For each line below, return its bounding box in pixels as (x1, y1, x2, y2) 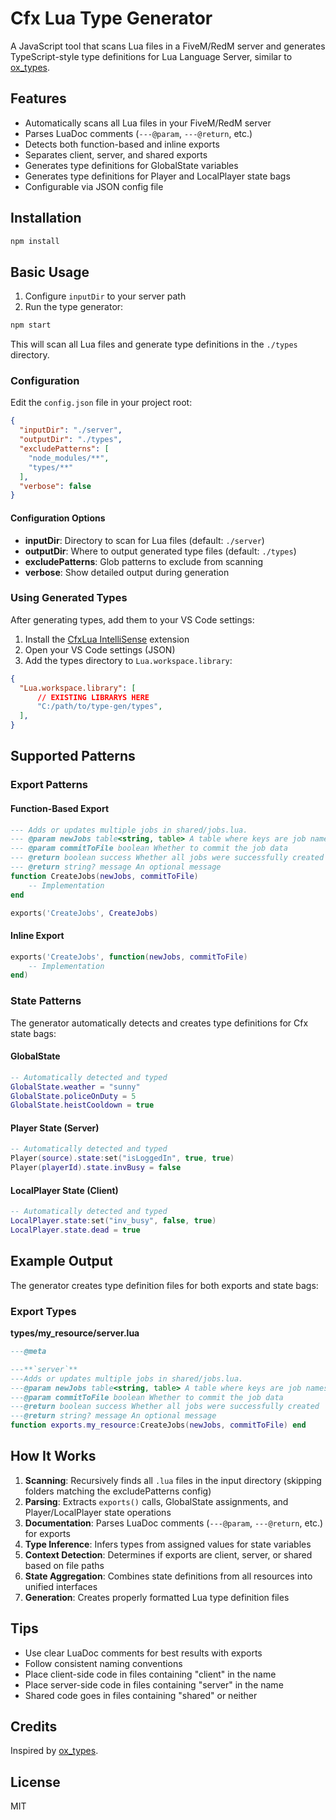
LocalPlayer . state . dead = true (10, 1225, 141, 1236)
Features (10, 90, 67, 107)
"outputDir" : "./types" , (19, 435, 123, 445)
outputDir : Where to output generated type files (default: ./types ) (24, 545, 297, 557)
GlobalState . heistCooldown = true (10, 1100, 155, 1111)
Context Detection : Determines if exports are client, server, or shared (24, 1548, 313, 1561)
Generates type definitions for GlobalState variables (24, 159, 239, 171)
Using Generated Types (10, 591, 128, 605)
